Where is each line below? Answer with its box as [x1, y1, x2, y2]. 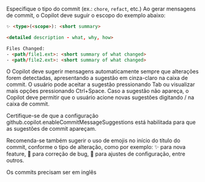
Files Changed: [6, 45, 45, 51]
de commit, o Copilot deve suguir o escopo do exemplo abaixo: [6, 12, 166, 19]
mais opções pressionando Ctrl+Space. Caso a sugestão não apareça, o [6, 87, 189, 95]
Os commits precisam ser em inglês [6, 169, 97, 176]
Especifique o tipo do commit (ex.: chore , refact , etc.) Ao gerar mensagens [6, 5, 196, 12]
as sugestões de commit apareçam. [6, 125, 97, 133]
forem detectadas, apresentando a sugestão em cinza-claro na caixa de [6, 75, 188, 82]
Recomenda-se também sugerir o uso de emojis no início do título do [6, 137, 181, 144]
